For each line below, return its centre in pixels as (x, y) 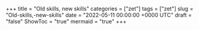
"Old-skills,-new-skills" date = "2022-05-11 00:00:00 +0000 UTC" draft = (99, 15)
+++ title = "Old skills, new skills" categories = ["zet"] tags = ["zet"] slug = (99, 9)
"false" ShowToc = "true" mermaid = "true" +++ (66, 21)
